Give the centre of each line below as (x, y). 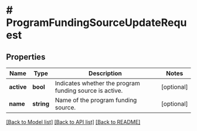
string (41, 104)
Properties (26, 57)
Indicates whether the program (97, 83)
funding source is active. (89, 90)
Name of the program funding (96, 100)
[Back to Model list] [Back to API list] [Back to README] (73, 122)
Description (105, 73)
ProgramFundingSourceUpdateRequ (96, 23)
